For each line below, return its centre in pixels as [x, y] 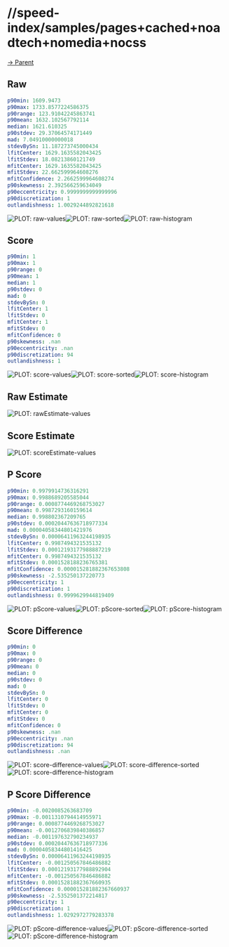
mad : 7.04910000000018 [40, 140]
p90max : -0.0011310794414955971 [54, 817]
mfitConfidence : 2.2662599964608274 [61, 179]
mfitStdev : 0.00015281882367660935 [59, 882]
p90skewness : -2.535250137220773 [56, 576]
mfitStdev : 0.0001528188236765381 [58, 563]
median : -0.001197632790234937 [53, 837]
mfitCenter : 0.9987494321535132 [54, 556]
